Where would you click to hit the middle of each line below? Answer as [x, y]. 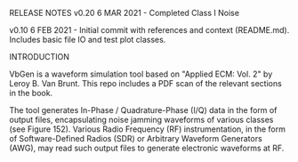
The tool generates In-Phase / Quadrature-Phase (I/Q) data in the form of [143, 110]
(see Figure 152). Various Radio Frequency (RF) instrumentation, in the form [148, 129]
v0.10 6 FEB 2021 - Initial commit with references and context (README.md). [149, 30]
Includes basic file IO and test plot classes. [88, 40]
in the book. [31, 93]
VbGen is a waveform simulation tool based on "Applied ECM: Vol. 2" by [141, 74]
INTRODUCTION [39, 57]
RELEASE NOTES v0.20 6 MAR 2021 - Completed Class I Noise [125, 13]
